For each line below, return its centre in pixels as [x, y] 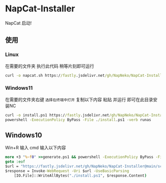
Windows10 [24, 135]
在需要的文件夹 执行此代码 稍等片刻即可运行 [50, 66]
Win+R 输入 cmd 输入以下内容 [36, 148]
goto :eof [15, 162]
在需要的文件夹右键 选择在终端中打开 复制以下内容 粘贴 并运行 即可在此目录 [79, 99]
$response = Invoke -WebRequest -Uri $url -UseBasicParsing [67, 171]
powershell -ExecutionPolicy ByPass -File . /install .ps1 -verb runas [78, 120]
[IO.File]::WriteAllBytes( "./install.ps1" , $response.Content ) [81, 176]
